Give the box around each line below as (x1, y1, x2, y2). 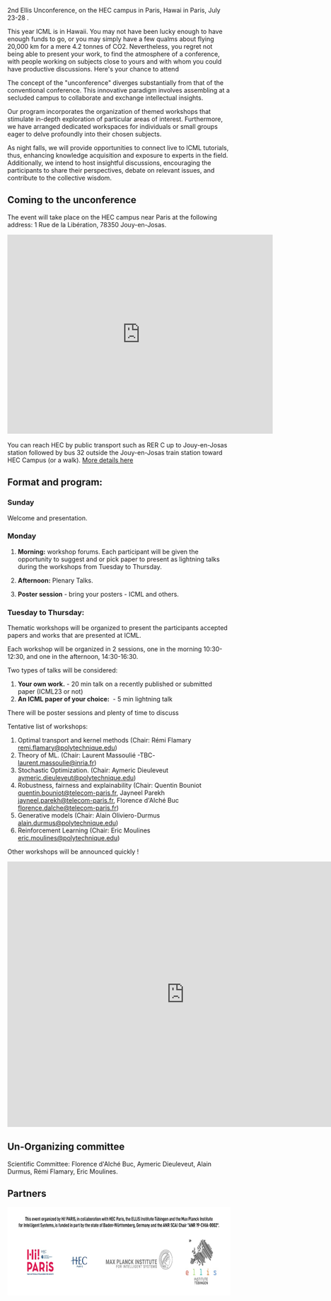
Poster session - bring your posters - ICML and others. (17, 590, 179, 598)
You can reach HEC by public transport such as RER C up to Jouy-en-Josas (7, 440, 228, 449)
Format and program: (7, 476, 103, 488)
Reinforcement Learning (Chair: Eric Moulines (17, 826, 151, 835)
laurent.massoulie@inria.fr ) (17, 759, 97, 767)
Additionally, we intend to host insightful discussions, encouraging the (7, 159, 211, 167)
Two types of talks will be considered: (7, 666, 118, 675)
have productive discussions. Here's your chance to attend (7, 65, 179, 73)
